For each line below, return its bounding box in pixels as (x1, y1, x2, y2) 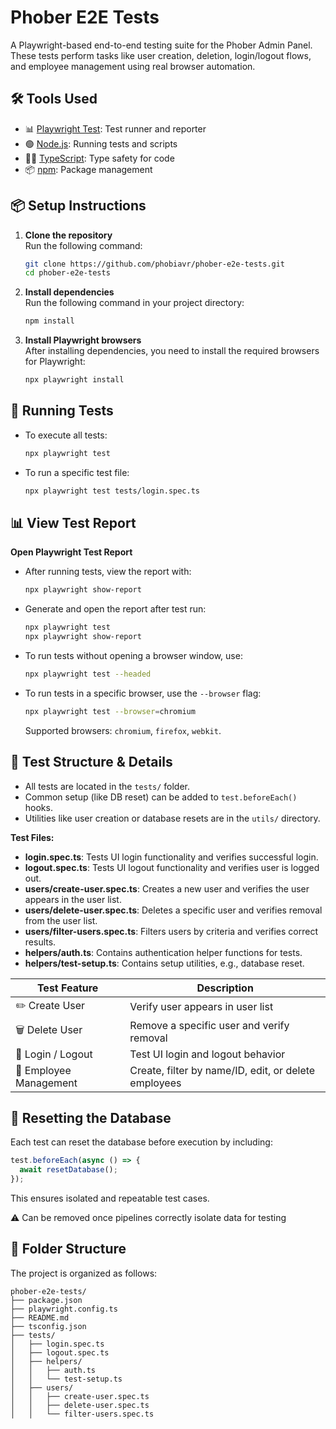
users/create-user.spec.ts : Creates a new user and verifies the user (24, 882, 310, 895)
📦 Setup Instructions (10, 197, 147, 215)
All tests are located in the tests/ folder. (24, 780, 191, 792)
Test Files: (10, 831, 55, 843)
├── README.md (10, 1312, 70, 1323)
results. (24, 936, 57, 948)
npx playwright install (24, 375, 125, 385)
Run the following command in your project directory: (24, 297, 245, 309)
